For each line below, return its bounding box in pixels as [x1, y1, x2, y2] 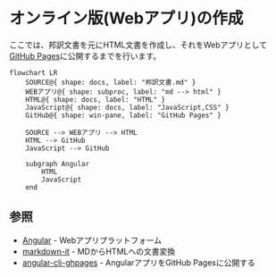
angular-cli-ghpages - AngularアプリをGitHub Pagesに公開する [21, 256, 256, 268]
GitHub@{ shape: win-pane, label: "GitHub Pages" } [25, 111, 222, 120]
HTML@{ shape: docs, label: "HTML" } [25, 95, 166, 104]
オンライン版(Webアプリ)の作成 [9, 8, 244, 29]
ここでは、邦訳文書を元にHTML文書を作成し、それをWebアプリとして [9, 39, 268, 50]
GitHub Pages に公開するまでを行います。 [9, 50, 162, 61]
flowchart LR [9, 68, 58, 77]
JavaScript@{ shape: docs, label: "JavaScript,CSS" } [25, 103, 230, 112]
